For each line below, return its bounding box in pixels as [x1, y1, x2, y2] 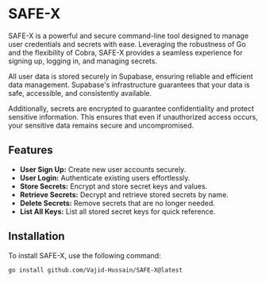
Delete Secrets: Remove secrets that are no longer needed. [19, 198, 216, 208]
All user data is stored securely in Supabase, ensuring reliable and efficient [8, 71, 253, 81]
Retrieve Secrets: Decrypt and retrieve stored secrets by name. [19, 189, 229, 199]
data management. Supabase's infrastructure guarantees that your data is [8, 80, 250, 90]
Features [8, 143, 53, 157]
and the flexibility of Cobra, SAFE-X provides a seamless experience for [8, 48, 243, 57]
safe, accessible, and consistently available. [8, 88, 152, 97]
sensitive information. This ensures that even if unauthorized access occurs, [8, 112, 258, 121]
